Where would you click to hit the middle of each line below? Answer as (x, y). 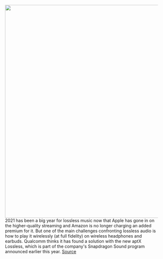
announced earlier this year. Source (41, 251)
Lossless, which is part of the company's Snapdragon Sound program (75, 246)
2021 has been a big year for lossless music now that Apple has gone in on (80, 221)
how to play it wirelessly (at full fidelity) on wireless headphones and (73, 236)
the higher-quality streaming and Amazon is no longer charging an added (78, 226)
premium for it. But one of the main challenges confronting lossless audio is (81, 231)
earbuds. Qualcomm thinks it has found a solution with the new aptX (73, 241)
